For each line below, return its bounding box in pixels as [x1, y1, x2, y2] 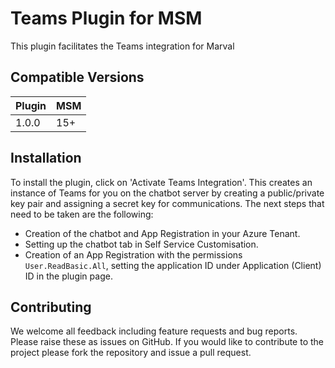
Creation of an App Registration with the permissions [24, 248, 243, 261]
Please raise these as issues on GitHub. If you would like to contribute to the [10, 336, 324, 348]
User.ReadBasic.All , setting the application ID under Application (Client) [24, 259, 322, 271]
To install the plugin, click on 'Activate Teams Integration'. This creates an [10, 176, 313, 188]
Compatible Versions [10, 69, 145, 86]
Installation [10, 150, 82, 167]
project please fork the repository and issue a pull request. [10, 347, 252, 359]
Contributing [10, 298, 92, 316]
